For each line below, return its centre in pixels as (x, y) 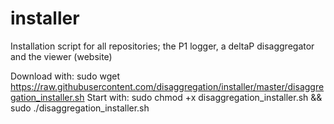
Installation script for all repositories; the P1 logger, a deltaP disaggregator (162, 46)
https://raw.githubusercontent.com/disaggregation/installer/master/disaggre (167, 86)
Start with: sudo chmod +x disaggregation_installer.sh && (204, 97)
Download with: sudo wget (65, 76)
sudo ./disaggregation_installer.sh (80, 108)
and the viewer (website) (61, 56)
